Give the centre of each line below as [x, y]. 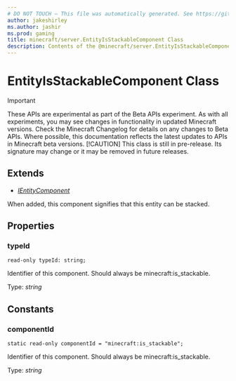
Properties [31, 226]
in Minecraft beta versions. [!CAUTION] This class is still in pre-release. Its [115, 144]
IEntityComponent [44, 190]
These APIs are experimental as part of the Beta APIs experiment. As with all [118, 114]
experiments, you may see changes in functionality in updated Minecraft [112, 121]
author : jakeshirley [38, 20]
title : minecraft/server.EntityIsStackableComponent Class [96, 40]
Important [21, 100]
